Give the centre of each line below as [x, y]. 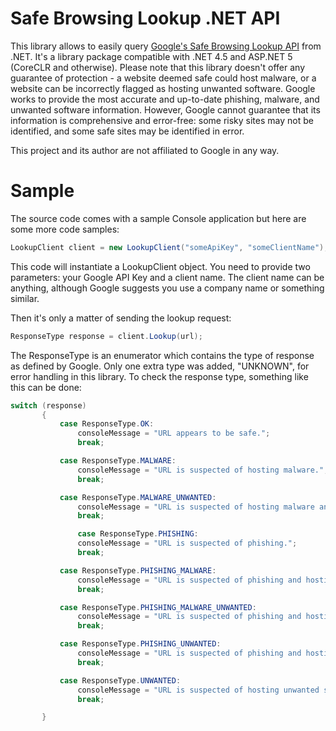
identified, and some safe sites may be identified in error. [127, 131]
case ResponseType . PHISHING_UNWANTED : [140, 644]
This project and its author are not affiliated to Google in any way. [145, 150]
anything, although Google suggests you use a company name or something [167, 288]
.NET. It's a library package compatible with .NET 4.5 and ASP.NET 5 [151, 56]
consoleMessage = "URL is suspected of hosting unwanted [198, 690]
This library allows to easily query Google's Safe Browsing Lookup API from [166, 46]
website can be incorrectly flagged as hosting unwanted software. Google [163, 88]
